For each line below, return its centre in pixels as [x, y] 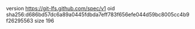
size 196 [44, 21]
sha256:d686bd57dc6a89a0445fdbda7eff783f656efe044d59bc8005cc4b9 [98, 14]
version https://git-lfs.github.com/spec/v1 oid [61, 8]
